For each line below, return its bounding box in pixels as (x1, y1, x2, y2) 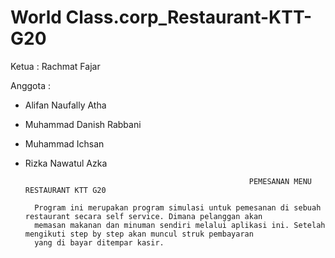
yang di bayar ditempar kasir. (34, 237, 165, 248)
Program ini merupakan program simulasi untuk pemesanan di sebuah (34, 202, 322, 213)
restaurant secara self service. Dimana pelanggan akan (24, 211, 263, 221)
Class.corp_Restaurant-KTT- (65, 6, 313, 29)
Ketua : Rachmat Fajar (10, 60, 101, 72)
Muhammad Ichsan (24, 137, 105, 150)
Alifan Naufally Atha (24, 99, 107, 111)
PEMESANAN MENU (248, 176, 312, 186)
